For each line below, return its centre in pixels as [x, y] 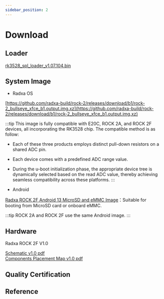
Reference [22, 292]
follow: [12, 135]
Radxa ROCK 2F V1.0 [27, 244]
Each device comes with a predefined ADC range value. [70, 159]
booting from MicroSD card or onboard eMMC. [53, 206]
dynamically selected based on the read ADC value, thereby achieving [85, 174]
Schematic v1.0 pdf [25, 253]
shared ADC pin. [29, 150]
